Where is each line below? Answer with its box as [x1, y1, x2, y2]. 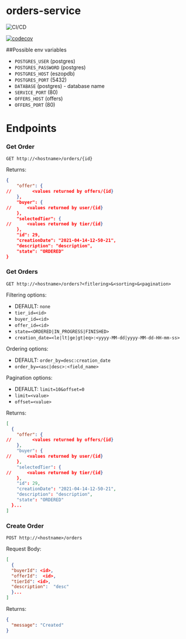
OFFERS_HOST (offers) [14, 95, 63, 102]
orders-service [6, 4, 81, 18]
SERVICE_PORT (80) [14, 89, 58, 96]
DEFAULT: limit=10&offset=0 [14, 385, 85, 392]
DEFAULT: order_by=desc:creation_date [14, 356, 111, 363]
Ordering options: [6, 345, 49, 352]
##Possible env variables [6, 46, 67, 53]
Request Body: [6, 545, 42, 552]
